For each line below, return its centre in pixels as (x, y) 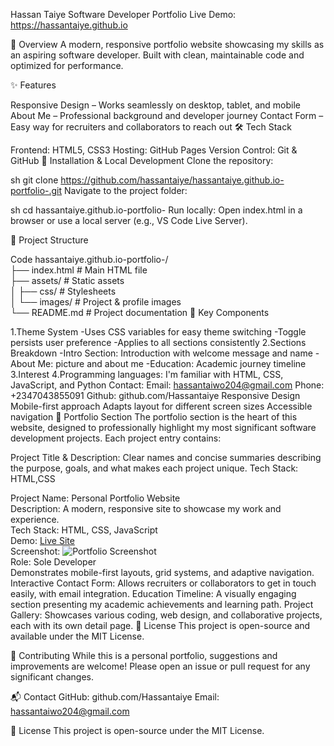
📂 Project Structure (49, 240)
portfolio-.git (36, 190)
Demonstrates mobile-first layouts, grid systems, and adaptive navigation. (162, 572)
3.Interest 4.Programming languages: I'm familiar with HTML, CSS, (147, 374)
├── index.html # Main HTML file (79, 270)
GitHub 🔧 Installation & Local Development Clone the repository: (142, 160)
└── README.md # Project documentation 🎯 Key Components (140, 312)
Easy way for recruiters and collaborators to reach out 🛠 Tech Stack (151, 127)
